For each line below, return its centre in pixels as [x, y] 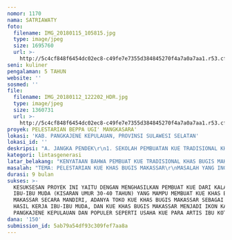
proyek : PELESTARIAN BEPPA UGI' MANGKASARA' [72, 129]
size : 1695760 [33, 46]
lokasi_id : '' [28, 142]
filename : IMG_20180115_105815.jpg [65, 33]
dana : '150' [24, 219]
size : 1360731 [33, 110]
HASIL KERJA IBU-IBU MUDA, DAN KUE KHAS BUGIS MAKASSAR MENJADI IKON [115, 207]
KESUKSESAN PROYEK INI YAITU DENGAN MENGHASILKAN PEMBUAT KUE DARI [113, 187]
